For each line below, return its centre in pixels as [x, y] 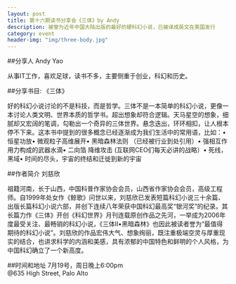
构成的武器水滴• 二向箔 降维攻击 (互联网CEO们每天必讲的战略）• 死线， [123, 150]
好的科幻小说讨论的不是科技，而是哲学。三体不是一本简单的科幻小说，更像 [115, 106]
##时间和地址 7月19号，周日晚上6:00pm [65, 266]
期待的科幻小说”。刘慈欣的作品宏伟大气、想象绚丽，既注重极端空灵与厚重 [113, 233]
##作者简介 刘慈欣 [34, 174]
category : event [31, 33]
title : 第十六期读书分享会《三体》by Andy [63, 20]
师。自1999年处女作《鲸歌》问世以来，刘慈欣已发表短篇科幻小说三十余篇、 [116, 197]
